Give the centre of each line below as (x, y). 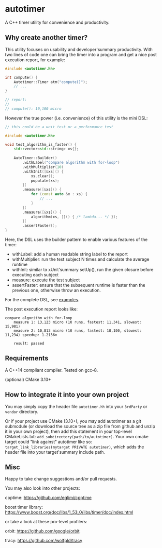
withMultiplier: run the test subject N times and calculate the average (81, 259)
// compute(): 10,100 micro (33, 109)
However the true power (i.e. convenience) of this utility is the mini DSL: (76, 118)
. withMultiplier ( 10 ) (43, 167)
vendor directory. (22, 411)
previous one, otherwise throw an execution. (56, 290)
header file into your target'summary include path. (55, 452)
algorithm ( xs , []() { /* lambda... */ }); (74, 217)
